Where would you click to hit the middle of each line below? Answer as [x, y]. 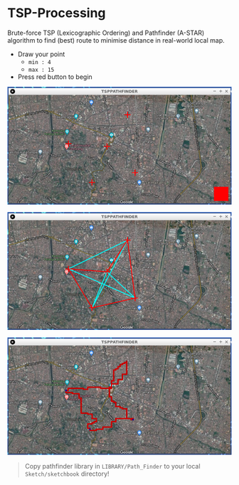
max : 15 [41, 70]
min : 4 [39, 62]
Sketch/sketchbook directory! [67, 474]
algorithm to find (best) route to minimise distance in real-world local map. [116, 40]
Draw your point [41, 54]
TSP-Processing [57, 13]
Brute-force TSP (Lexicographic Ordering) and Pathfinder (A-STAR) [106, 33]
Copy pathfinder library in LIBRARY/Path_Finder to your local [112, 467]
